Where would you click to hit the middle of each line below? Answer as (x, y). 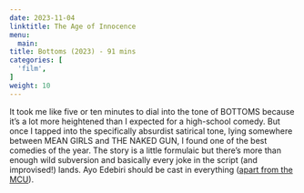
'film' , (32, 69)
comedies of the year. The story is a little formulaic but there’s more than (146, 150)
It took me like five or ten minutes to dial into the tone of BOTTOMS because (152, 111)
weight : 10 (30, 86)
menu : (20, 35)
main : (28, 43)
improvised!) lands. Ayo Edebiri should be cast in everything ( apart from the (151, 169)
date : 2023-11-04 (42, 18)
